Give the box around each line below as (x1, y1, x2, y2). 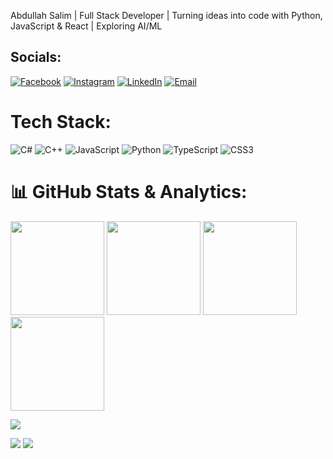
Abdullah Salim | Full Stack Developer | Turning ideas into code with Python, (10, 10, 323, 21)
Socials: (10, 49, 62, 66)
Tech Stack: (10, 111, 112, 133)
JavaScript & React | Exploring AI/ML (10, 20, 163, 32)
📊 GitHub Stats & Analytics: (10, 180, 248, 203)
